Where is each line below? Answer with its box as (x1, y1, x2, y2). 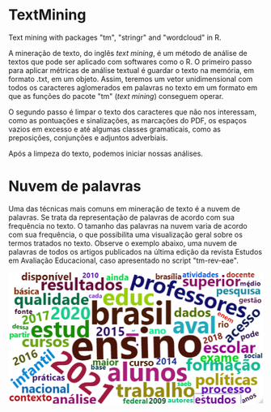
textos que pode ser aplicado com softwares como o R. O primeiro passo (8, 57, 252, 67)
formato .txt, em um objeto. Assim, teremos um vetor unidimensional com (8, 74, 253, 84)
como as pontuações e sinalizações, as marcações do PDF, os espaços (8, 115, 247, 125)
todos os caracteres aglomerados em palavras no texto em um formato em (8, 83, 257, 92)
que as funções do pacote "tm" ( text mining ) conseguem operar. (8, 91, 224, 101)
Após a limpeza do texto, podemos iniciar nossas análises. (8, 148, 204, 158)
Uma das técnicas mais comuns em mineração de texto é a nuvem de (8, 204, 240, 213)
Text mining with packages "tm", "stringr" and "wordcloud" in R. (8, 32, 222, 42)
